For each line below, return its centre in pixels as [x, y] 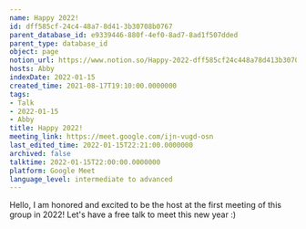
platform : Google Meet [52, 171]
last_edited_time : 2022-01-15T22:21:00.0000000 [102, 145]
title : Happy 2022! [46, 129]
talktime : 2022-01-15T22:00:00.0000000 [85, 162]
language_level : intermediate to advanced [91, 179]
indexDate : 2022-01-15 [52, 78]
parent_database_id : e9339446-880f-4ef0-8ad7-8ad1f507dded [124, 35]
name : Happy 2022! [44, 18]
